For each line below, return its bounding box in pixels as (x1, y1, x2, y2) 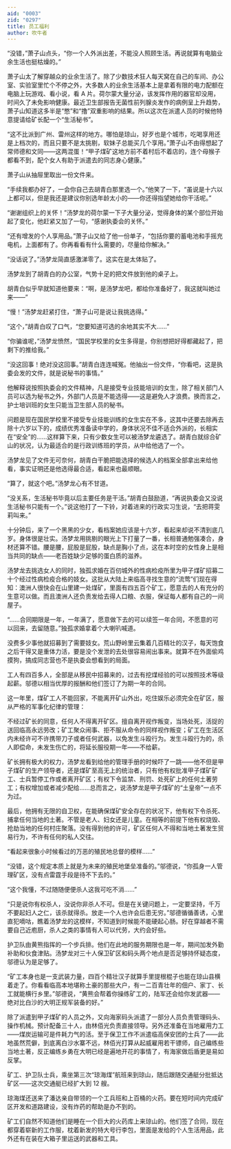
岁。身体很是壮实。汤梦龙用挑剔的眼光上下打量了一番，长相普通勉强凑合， (7, 534, 218, 543)
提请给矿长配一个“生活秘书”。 (12, 115, 98, 124)
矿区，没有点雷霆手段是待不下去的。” (12, 870, 115, 879)
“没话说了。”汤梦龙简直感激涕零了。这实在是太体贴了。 (7, 255, 160, 263)
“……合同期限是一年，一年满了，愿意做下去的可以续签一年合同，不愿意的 (7, 615, 213, 624)
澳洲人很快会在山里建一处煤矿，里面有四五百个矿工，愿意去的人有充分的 (19, 583, 224, 592)
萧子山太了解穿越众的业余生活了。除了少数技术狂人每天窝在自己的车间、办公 (7, 72, 224, 81)
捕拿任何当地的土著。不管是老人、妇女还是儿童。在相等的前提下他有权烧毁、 (7, 815, 224, 824)
